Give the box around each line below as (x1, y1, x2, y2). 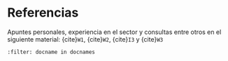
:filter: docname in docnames (7, 49, 96, 55)
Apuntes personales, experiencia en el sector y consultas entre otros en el (7, 28, 222, 36)
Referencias (7, 5, 79, 21)
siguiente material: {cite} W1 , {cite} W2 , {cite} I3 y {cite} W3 (7, 35, 164, 43)
